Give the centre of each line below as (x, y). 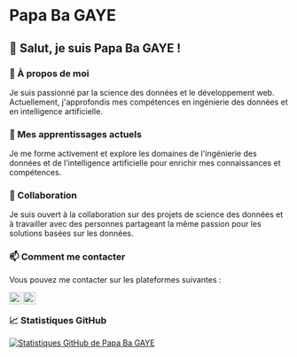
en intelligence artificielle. (56, 111)
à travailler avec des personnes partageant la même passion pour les (135, 224)
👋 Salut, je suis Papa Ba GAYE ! (95, 48)
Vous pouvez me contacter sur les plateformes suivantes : (115, 279)
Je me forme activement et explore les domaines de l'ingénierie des (133, 154)
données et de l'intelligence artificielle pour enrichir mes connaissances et (145, 163)
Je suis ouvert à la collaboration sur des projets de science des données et (146, 214)
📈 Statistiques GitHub (58, 320)
